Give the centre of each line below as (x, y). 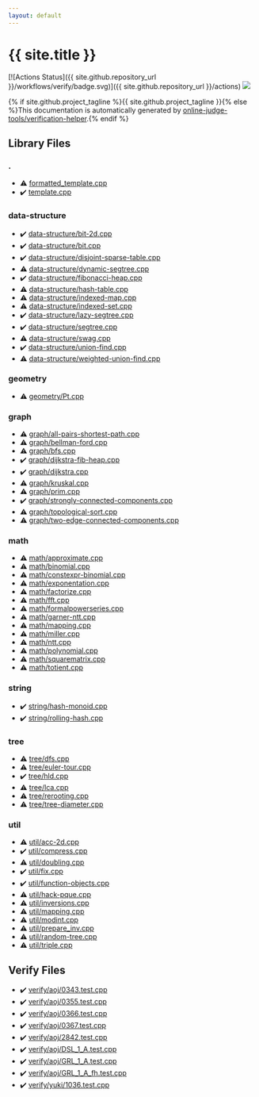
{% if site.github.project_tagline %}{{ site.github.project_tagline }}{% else (128, 102)
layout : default (35, 15)
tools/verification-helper (48, 118)
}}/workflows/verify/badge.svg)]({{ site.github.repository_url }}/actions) (125, 86)
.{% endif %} (108, 118)
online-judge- (205, 110)
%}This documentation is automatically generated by (95, 110)
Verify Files (37, 970)
